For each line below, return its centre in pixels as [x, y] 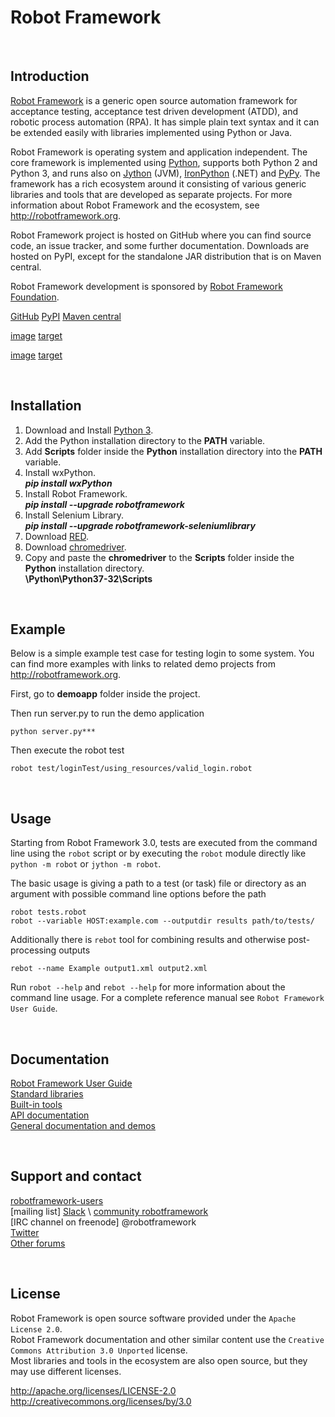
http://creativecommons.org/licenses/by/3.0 [101, 1401]
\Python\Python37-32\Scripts [88, 578]
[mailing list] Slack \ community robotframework [109, 1211]
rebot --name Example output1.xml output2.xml [109, 969]
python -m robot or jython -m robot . [86, 864]
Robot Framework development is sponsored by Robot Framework [146, 286]
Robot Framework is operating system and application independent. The [159, 152]
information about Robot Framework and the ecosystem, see [135, 205]
